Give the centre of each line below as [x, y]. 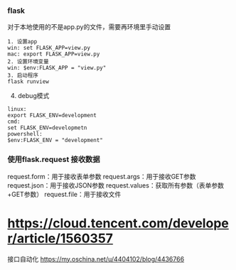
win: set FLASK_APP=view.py [49, 48]
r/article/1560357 [60, 238]
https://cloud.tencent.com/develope [118, 223]
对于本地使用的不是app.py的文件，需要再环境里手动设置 [89, 27]
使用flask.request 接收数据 [54, 160]
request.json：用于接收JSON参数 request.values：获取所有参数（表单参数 [116, 185]
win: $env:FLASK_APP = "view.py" [57, 68]
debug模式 [33, 96]
